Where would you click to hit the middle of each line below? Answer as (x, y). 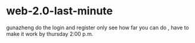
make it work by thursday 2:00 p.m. (50, 33)
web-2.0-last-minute (60, 11)
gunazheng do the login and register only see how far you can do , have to (97, 27)
